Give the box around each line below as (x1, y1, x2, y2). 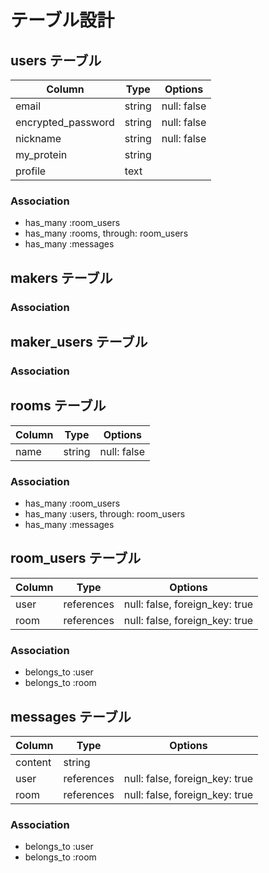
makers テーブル (10, 269, 113, 286)
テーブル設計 (10, 9, 115, 32)
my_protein (15, 148, 68, 161)
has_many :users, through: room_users (24, 508, 186, 520)
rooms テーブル (10, 397, 107, 415)
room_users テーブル (10, 550, 142, 567)
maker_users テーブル (10, 334, 148, 350)
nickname (15, 132, 62, 145)
